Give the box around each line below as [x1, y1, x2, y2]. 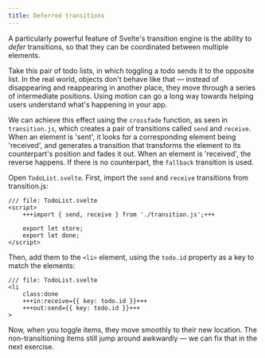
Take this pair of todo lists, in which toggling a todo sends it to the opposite [8, 65, 255, 76]
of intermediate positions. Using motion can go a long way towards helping [8, 91, 254, 100]
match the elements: [8, 260, 76, 270]
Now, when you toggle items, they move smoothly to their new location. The [8, 325, 257, 334]
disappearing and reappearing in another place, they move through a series [8, 83, 256, 92]
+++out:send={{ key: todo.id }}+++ [22, 304, 141, 312]
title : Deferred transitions [8, 11, 105, 20]
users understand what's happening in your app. [8, 99, 168, 109]
